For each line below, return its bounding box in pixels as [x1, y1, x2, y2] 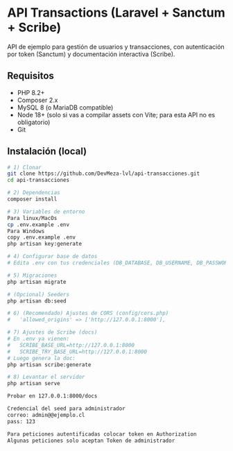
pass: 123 [7, 418, 36, 425]
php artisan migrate [7, 278, 67, 285]
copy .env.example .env [7, 234, 76, 241]
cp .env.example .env [7, 221, 70, 228]
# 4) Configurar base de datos [7, 253, 98, 260]
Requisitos [7, 70, 54, 82]
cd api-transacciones [7, 177, 70, 184]
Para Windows [7, 228, 45, 235]
